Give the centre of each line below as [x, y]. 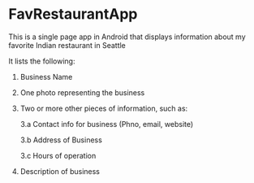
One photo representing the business [82, 92]
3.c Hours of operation [58, 155]
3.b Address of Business [61, 140]
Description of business [60, 171]
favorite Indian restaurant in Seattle [67, 45]
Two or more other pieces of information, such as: [104, 108]
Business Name [46, 76]
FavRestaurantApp [73, 14]
